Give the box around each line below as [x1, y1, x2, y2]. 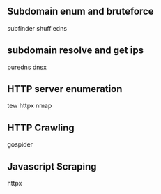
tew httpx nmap [7, 101, 52, 110]
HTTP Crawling [7, 121, 75, 133]
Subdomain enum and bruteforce [7, 6, 155, 17]
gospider [7, 140, 33, 149]
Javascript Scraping [7, 161, 97, 172]
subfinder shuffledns [7, 24, 68, 32]
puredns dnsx [7, 63, 47, 71]
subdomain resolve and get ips [7, 45, 144, 57]
